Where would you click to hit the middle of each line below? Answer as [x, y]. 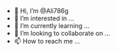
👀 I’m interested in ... [44, 18]
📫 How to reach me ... [47, 41]
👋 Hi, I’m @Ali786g [41, 11]
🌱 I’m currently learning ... [52, 26]
